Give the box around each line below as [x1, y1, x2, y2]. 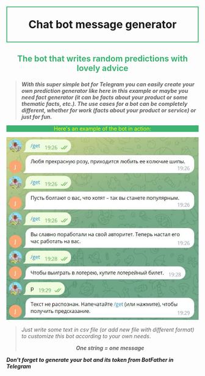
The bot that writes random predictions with [17, 53, 188, 64]
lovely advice [76, 63, 129, 73]
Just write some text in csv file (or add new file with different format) [21, 326, 195, 333]
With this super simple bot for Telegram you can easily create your [21, 80, 195, 88]
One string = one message [76, 344, 145, 352]
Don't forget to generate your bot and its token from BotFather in [6, 356, 174, 364]
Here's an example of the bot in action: [54, 125, 151, 132]
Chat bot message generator [28, 18, 177, 32]
